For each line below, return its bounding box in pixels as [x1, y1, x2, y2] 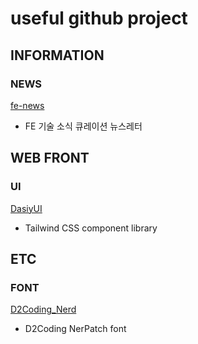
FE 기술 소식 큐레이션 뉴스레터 [24, 120, 143, 132]
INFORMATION [10, 47, 105, 64]
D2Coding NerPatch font [24, 323, 127, 335]
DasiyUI [10, 202, 43, 214]
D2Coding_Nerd [10, 303, 77, 316]
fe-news [10, 99, 45, 111]
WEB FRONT [10, 150, 90, 167]
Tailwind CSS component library [24, 222, 158, 234]
